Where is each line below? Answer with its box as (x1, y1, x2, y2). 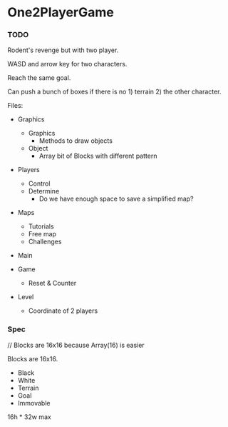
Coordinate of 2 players (28, 306, 98, 315)
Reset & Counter (28, 279, 77, 288)
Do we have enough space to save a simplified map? (38, 194, 194, 204)
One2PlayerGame (7, 4, 114, 21)
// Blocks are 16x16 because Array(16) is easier (7, 341, 145, 349)
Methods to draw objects (38, 136, 113, 145)
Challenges (28, 237, 62, 246)
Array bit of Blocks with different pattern (38, 151, 157, 161)
